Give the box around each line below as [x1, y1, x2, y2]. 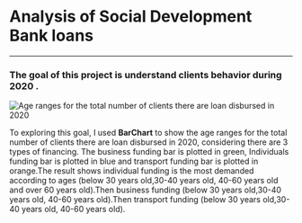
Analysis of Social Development [9, 6, 253, 27]
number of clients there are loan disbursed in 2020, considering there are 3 [9, 137, 289, 147]
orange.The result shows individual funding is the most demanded [9, 165, 254, 176]
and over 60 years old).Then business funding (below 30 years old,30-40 [9, 184, 281, 195]
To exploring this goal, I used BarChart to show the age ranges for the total [9, 128, 288, 138]
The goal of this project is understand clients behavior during [9, 68, 282, 81]
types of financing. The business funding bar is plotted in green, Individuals [9, 147, 289, 157]
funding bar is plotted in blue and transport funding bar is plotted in [9, 156, 259, 167]
